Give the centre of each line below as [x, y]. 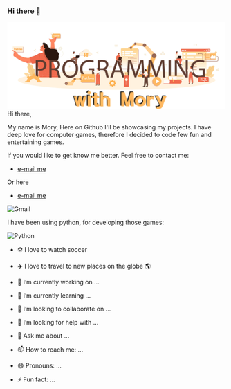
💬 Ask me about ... [43, 336]
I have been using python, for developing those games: [86, 222]
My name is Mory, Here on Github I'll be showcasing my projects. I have [109, 127]
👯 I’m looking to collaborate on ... [64, 309]
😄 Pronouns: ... [39, 365]
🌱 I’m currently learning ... [54, 295]
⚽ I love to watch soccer [52, 249]
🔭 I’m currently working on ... [58, 282]
